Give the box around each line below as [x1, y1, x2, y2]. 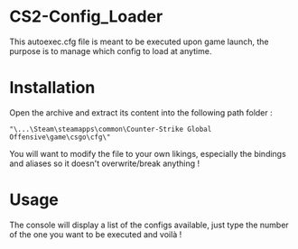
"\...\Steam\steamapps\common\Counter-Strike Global [9, 124, 212, 134]
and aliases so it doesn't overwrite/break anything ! [9, 158, 200, 169]
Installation [9, 78, 96, 98]
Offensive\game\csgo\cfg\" [9, 133, 111, 142]
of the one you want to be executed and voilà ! [9, 228, 182, 240]
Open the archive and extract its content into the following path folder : [9, 106, 273, 118]
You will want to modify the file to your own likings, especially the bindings [9, 148, 286, 159]
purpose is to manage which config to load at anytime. [9, 45, 212, 56]
